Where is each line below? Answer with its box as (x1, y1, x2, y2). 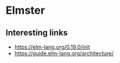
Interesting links (5, 28, 68, 38)
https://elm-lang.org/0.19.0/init (14, 43, 90, 50)
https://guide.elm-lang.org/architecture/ (14, 50, 114, 57)
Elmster (5, 4, 45, 17)
